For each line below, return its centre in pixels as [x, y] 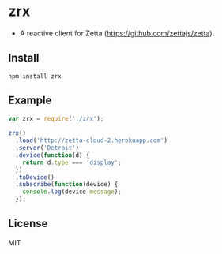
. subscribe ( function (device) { [67, 185]
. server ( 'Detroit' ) [47, 148]
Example [30, 101]
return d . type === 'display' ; [72, 162]
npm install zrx [35, 76]
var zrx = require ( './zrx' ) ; [56, 118]
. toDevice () [35, 177]
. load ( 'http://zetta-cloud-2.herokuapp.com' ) [92, 140]
